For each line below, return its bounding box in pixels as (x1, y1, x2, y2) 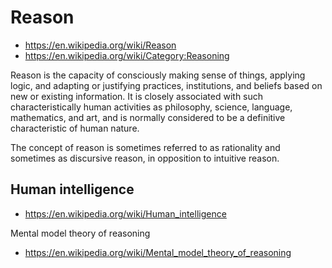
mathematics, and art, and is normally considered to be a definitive (10, 111, 286, 123)
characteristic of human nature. (10, 122, 140, 134)
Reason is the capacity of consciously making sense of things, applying (10, 69, 306, 81)
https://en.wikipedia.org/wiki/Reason (24, 39, 177, 51)
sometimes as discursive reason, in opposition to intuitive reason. (10, 152, 280, 164)
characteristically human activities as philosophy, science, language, (10, 101, 293, 113)
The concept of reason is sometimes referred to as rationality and (10, 141, 281, 153)
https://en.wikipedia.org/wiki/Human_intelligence (24, 207, 227, 220)
